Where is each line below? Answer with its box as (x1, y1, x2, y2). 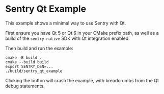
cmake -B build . (5, 55, 42, 60)
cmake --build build (5, 59, 49, 64)
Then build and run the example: (5, 45, 73, 51)
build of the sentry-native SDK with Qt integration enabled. (5, 35, 130, 41)
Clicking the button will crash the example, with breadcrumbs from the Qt (5, 77, 159, 83)
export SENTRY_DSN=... (5, 64, 53, 69)
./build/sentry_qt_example (5, 68, 63, 74)
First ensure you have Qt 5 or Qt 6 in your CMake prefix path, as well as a (5, 30, 159, 36)
